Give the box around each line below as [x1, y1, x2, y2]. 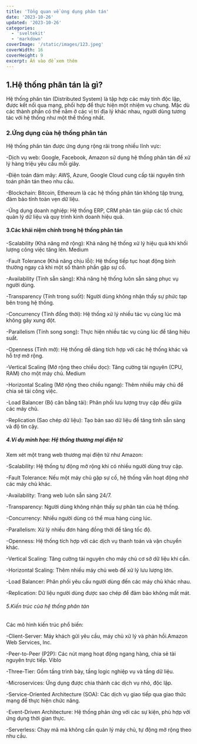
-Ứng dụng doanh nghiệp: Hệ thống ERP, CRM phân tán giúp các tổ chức [6, 207, 183, 214]
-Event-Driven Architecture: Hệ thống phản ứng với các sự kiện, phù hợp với [6, 708, 191, 715]
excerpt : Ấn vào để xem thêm [6, 58, 78, 64]
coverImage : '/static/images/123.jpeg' [6, 42, 104, 48]
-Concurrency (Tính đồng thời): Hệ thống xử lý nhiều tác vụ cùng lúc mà [6, 310, 181, 317]
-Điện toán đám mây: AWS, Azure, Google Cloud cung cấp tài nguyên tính [6, 172, 185, 179]
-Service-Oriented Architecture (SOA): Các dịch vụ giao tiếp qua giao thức [6, 690, 186, 697]
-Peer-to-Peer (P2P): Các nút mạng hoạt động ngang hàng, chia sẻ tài [6, 650, 176, 657]
